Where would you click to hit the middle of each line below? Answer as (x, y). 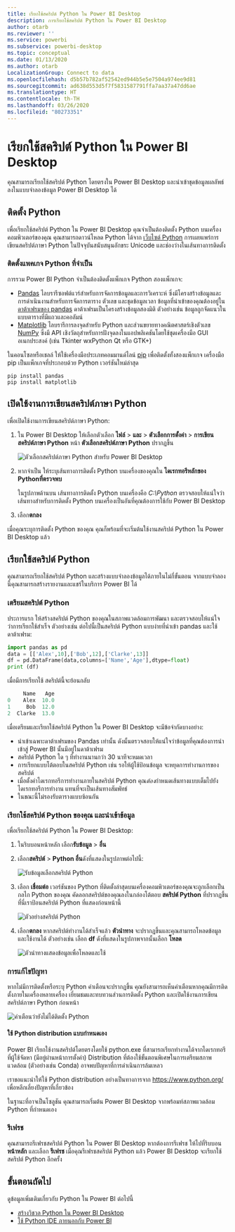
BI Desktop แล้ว (29, 536)
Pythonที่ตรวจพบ (40, 479)
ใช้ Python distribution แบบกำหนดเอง (57, 1033)
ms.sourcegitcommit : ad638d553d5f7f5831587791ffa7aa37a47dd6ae (102, 86)
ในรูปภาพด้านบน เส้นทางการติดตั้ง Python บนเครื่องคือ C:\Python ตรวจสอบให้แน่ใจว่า (121, 493)
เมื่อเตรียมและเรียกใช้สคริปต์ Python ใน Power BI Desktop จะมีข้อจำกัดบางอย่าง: (106, 727)
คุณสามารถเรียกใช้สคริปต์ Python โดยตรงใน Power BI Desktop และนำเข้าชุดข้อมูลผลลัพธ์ (116, 182)
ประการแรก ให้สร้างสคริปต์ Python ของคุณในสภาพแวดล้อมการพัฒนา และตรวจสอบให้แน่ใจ (114, 618)
